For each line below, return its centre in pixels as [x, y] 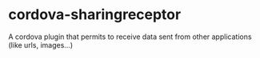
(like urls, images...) [41, 44]
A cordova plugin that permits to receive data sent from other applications [130, 37]
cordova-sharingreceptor [95, 15]
